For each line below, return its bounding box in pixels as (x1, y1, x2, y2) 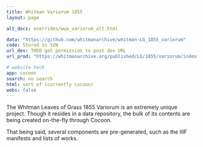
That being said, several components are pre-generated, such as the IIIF (6, 128, 187, 135)
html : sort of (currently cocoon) (6, 81, 94, 87)
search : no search (6, 75, 53, 82)
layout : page (6, 15, 40, 21)
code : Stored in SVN (6, 42, 59, 49)
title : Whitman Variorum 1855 (6, 9, 83, 15)
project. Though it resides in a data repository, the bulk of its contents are (6, 110, 190, 117)
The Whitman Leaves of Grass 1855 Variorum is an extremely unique (6, 104, 178, 111)
